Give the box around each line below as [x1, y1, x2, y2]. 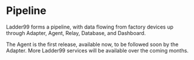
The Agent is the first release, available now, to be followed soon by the [6, 41, 179, 48]
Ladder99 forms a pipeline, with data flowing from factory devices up [6, 23, 174, 30]
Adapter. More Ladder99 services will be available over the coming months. [6, 47, 189, 54]
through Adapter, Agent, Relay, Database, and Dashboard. [6, 29, 146, 36]
